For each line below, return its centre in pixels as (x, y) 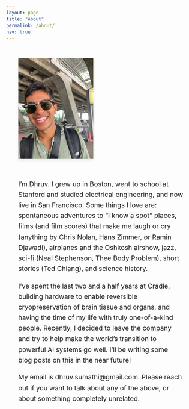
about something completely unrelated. (79, 398)
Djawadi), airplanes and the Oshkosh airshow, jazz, (97, 247)
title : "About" (25, 19)
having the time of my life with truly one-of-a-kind (96, 318)
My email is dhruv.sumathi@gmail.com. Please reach (100, 377)
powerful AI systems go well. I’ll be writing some (93, 349)
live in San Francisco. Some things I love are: (88, 205)
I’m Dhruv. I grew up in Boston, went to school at (94, 184)
